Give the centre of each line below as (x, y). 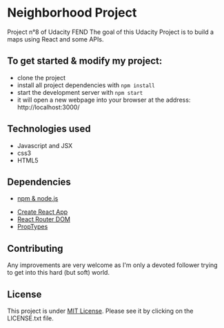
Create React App (42, 212)
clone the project (41, 78)
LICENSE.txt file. (30, 318)
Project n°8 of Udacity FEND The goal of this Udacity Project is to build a (111, 32)
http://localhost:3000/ (48, 107)
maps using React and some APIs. (55, 39)
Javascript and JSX (45, 145)
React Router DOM (44, 219)
